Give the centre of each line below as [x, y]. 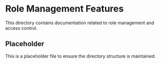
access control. [21, 28]
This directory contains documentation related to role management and [80, 23]
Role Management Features [65, 9]
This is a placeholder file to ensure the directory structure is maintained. [80, 56]
